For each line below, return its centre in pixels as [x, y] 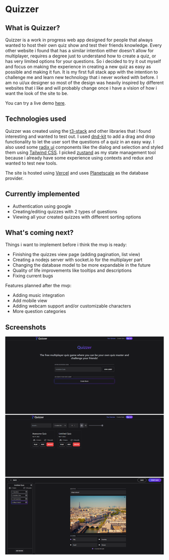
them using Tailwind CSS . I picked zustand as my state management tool [80, 152]
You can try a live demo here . [36, 103]
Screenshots [26, 327]
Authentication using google [42, 206]
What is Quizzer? [33, 28]
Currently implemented [43, 194]
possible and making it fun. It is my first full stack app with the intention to [82, 72]
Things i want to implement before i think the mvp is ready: [66, 245]
